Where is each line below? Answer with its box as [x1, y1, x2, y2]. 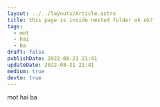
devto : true [7, 74, 42, 81]
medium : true [7, 68, 45, 75]
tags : [7, 23, 23, 30]
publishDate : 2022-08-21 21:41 [7, 55, 98, 62]
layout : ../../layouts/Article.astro [7, 10, 116, 17]
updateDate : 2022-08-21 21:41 [7, 61, 95, 68]
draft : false [7, 49, 45, 56]
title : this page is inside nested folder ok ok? [7, 17, 154, 23]
